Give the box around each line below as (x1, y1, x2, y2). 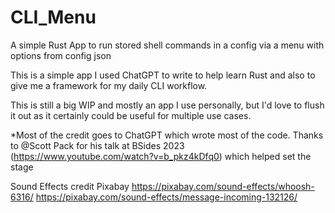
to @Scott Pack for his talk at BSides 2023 (10, 139, 185, 151)
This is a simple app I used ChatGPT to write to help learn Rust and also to (10, 69, 316, 81)
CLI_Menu (10, 6, 97, 29)
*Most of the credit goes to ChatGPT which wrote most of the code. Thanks (10, 129, 324, 141)
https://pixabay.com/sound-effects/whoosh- (131, 180, 315, 192)
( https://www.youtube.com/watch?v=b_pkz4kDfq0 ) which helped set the (10, 150, 312, 162)
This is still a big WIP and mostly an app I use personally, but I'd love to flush (10, 99, 325, 111)
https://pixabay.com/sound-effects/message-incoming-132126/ (35, 191, 298, 203)
